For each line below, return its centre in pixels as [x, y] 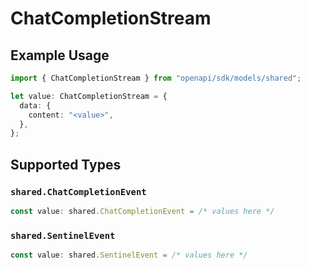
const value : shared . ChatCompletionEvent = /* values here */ [142, 211]
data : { [35, 105]
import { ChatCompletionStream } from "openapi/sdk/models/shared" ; [156, 78]
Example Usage [60, 55]
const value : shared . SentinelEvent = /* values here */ [129, 255]
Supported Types [66, 164]
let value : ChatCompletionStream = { [89, 96]
